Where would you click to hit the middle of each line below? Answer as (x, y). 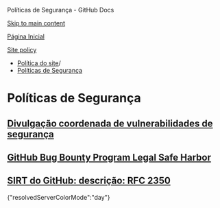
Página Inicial (26, 36)
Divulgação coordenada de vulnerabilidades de (110, 123)
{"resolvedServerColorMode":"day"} (59, 197)
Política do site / (39, 63)
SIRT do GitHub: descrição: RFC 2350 (89, 181)
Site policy (22, 50)
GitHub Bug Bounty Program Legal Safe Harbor (109, 157)
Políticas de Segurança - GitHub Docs (61, 10)
